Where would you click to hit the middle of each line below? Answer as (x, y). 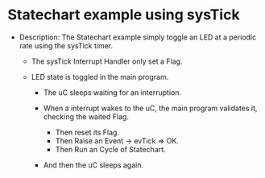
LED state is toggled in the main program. (100, 77)
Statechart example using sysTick (124, 15)
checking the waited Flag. (86, 116)
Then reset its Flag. (87, 132)
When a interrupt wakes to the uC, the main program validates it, (150, 108)
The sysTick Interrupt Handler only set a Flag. (107, 61)
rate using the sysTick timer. (66, 45)
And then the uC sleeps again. (93, 165)
